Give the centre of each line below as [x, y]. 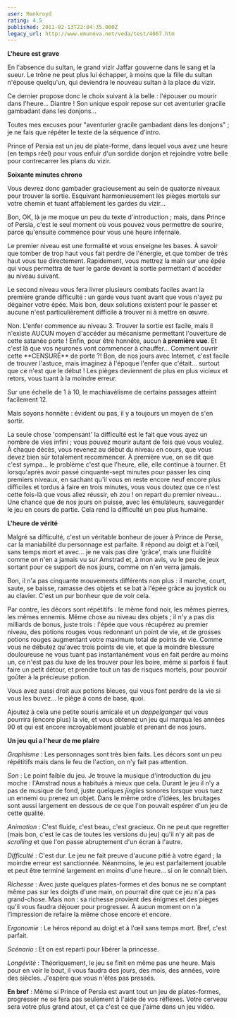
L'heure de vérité [33, 523]
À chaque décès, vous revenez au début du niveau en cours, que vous [110, 450]
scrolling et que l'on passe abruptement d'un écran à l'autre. [95, 842]
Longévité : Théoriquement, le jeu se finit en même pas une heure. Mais [111, 963]
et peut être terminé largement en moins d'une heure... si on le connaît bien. [117, 871]
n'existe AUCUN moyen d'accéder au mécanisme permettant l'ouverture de [117, 334]
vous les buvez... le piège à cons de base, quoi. [76, 698]
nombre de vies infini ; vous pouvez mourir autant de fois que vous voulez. [116, 442]
